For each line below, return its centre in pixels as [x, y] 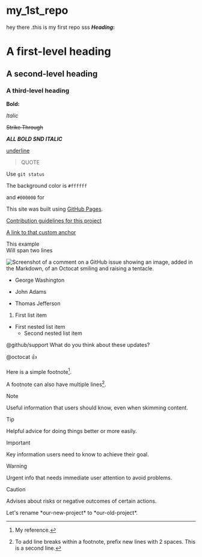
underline [18, 151]
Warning [17, 466]
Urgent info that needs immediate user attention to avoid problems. [89, 478]
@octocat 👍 [22, 356]
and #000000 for [26, 197]
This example [23, 244]
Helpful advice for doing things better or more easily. [72, 431]
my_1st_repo [37, 11]
